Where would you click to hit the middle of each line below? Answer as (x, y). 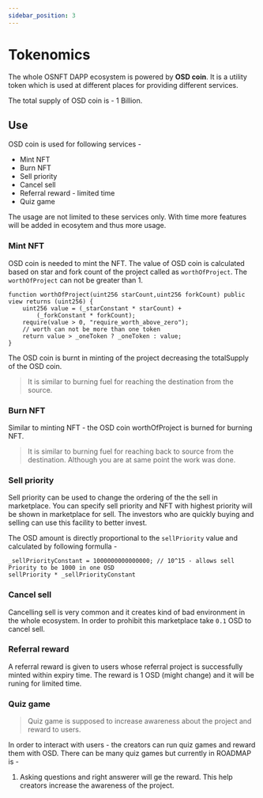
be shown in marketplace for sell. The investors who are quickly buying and (131, 515)
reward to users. (54, 730)
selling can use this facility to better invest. (78, 522)
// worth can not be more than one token (91, 329)
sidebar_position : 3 (42, 15)
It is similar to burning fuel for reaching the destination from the (131, 382)
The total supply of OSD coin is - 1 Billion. (75, 101)
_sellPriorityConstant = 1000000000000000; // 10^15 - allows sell (122, 561)
